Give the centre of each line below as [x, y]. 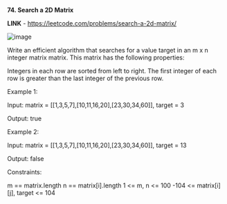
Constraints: [25, 172]
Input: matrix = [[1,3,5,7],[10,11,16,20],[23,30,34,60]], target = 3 [96, 105]
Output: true [25, 118]
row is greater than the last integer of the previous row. [85, 78]
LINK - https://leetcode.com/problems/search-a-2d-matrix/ [92, 23]
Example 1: [22, 92]
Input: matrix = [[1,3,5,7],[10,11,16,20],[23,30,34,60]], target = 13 [97, 145]
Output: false [26, 159]
